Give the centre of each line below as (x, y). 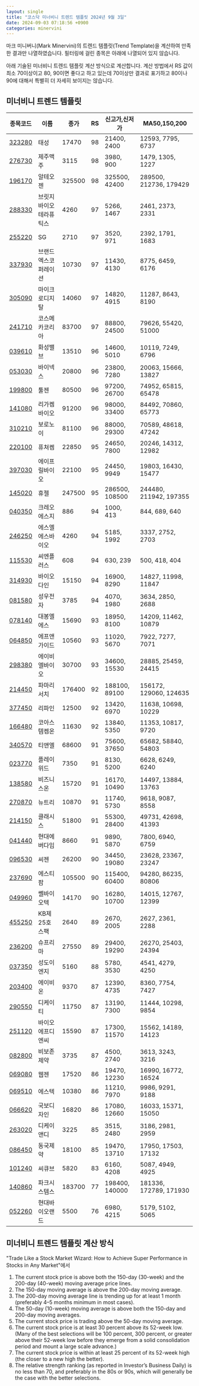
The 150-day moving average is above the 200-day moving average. (98, 1289)
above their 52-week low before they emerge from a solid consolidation (102, 1340)
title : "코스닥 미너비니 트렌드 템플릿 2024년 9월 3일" (67, 17)
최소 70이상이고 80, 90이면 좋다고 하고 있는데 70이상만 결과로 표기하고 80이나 (97, 73)
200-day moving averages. (48, 1315)
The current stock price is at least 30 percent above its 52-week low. (99, 1327)
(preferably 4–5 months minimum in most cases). (75, 1302)
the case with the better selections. (58, 1378)
